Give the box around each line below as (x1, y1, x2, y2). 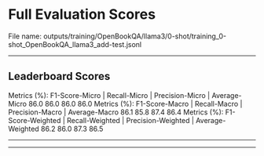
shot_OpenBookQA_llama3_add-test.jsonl (8, 39, 142, 49)
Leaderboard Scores (8, 70, 111, 83)
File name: (8, 31, 42, 41)
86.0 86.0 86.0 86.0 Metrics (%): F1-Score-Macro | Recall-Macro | (28, 99, 243, 108)
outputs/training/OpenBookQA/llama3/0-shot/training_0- (42, 31, 226, 41)
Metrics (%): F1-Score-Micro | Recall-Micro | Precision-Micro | (8, 90, 211, 100)
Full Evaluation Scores (8, 5, 156, 24)
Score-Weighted (8, 115, 61, 125)
